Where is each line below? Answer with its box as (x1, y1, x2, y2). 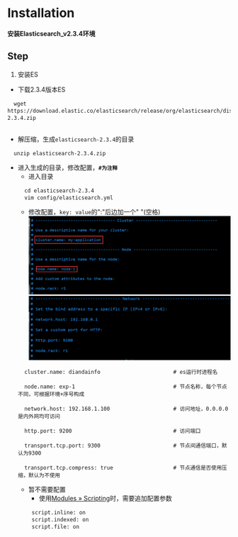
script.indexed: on (31, 516, 89, 523)
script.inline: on (31, 509, 86, 516)
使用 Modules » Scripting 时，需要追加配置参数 (38, 494, 172, 502)
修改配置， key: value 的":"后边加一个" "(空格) (28, 207, 161, 216)
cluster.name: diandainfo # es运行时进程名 (24, 368, 218, 375)
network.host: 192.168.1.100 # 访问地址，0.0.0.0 (24, 405, 229, 412)
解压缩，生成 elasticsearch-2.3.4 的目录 (17, 135, 135, 143)
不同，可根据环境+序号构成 (17, 390, 85, 398)
